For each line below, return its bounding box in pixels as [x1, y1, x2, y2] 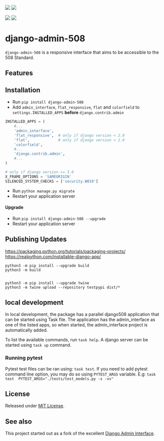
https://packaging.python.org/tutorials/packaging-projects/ [5, 248, 126, 254]
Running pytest [5, 355, 43, 362]
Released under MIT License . [5, 403, 65, 409]
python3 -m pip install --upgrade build [5, 263, 90, 268]
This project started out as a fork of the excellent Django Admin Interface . [5, 431, 155, 437]
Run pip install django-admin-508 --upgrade [12, 215, 106, 221]
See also [5, 417, 32, 426]
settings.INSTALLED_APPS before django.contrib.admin [12, 110, 124, 116]
